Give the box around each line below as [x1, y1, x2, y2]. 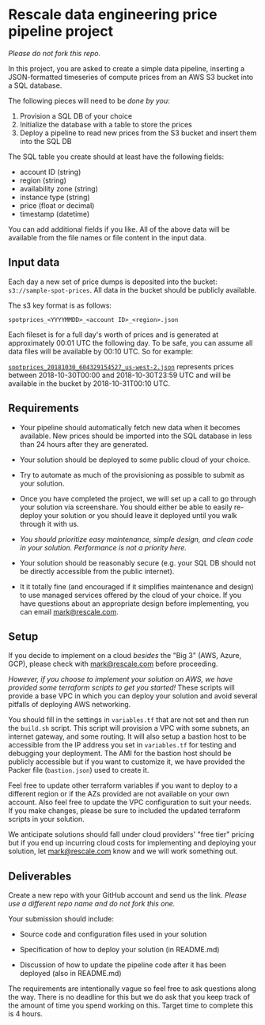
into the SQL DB [19, 136, 72, 146]
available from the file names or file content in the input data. [8, 233, 207, 242]
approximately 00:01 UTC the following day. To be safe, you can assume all [8, 338, 253, 347]
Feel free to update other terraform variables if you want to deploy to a [8, 781, 238, 790]
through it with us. [19, 519, 79, 528]
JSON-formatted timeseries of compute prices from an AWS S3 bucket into [8, 72, 254, 81]
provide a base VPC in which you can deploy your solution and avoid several [8, 691, 258, 701]
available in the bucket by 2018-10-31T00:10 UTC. [8, 378, 170, 388]
